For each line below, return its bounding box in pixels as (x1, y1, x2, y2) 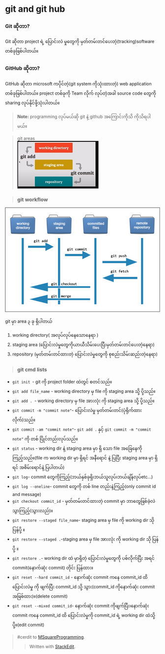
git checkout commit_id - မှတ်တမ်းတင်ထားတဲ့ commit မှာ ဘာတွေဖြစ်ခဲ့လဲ (12, 498, 156, 504)
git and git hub (5, 3, 65, 15)
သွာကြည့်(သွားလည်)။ (12, 508, 53, 514)
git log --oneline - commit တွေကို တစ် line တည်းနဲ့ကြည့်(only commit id (12, 484, 156, 490)
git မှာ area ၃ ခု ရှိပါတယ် (5, 318, 53, 324)
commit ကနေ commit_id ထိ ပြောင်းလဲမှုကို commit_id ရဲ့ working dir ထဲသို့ (12, 612, 156, 618)
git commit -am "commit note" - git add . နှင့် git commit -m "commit (12, 426, 151, 433)
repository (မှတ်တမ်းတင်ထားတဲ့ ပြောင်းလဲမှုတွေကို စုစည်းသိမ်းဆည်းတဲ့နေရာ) (12, 351, 158, 357)
